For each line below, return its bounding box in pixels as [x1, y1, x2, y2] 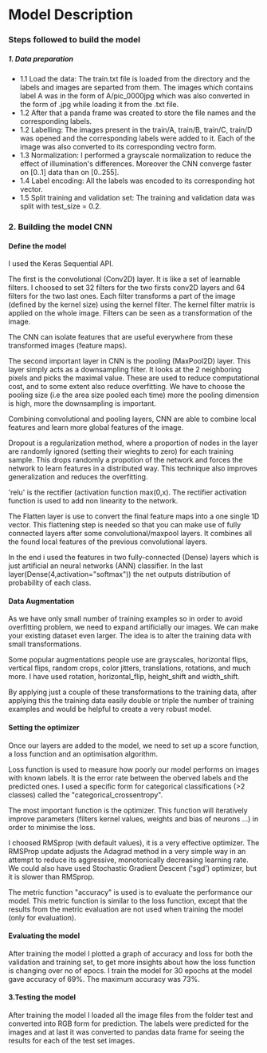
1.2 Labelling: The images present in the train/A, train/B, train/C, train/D [19, 125, 253, 135]
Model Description [8, 6, 134, 24]
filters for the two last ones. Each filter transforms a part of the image [8, 292, 236, 301]
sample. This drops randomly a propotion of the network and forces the [8, 455, 243, 465]
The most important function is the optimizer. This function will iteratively [8, 805, 249, 815]
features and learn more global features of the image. [8, 423, 184, 432]
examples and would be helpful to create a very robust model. [8, 705, 212, 714]
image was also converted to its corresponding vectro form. [19, 142, 217, 152]
